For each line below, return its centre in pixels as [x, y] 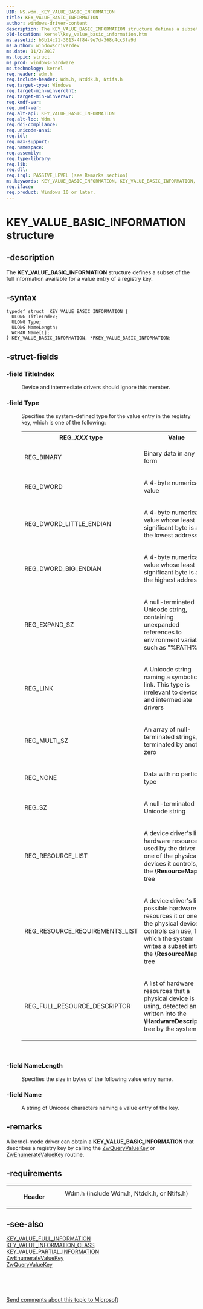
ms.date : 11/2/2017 [31, 52]
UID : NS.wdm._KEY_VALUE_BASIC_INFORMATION [60, 12]
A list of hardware [169, 983]
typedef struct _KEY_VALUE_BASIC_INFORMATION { [67, 312]
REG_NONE [41, 778]
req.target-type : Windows [39, 86]
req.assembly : [24, 153]
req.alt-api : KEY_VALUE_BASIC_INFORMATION [60, 113]
